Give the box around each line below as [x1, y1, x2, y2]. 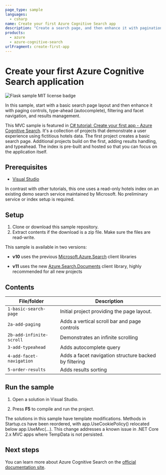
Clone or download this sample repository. [12, 224, 99, 230]
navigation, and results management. [5, 113, 81, 119]
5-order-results [7, 367, 46, 372]
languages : [5, 12, 28, 17]
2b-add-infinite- [7, 332, 48, 338]
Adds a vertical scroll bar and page [60, 318, 141, 325]
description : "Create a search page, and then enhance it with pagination [5, 26, 163, 31]
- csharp [9, 16, 28, 21]
